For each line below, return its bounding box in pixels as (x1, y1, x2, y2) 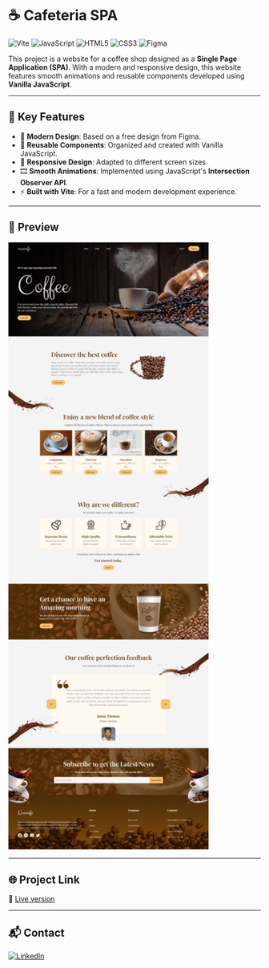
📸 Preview (8, 221, 59, 234)
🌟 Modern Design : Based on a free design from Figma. (19, 132, 202, 141)
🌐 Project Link (8, 873, 80, 886)
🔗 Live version (8, 894, 55, 904)
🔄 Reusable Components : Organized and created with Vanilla (19, 140, 223, 149)
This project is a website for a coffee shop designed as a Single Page (8, 54, 238, 63)
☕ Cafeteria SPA (8, 6, 118, 25)
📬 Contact (8, 925, 65, 939)
